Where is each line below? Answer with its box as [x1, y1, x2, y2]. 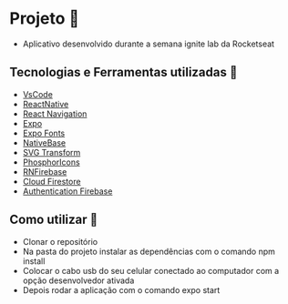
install [22, 255, 46, 267]
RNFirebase [22, 166, 67, 177]
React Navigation [22, 108, 87, 119]
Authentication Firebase [22, 186, 113, 197]
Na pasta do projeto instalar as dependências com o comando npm [22, 246, 276, 257]
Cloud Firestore [22, 176, 81, 187]
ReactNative [22, 98, 69, 109]
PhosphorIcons [22, 157, 80, 167]
